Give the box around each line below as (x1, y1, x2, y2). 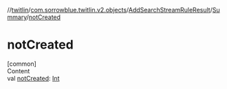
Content (7, 66, 30, 75)
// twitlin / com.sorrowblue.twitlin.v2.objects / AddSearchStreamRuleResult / (7, 6, 213, 14)
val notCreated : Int (7, 74, 60, 82)
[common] (7, 60, 36, 68)
